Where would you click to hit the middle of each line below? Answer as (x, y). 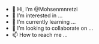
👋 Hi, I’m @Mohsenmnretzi (45, 9)
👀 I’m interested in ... (37, 15)
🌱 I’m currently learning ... (44, 22)
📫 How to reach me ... (40, 35)
